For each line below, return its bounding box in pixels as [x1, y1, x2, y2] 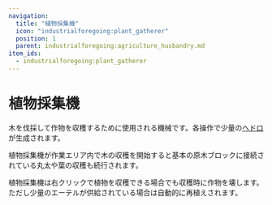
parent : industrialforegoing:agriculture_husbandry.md [15, 42, 205, 50]
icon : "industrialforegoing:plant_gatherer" [15, 27, 169, 35]
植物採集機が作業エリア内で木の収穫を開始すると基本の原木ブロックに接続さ [8, 150, 265, 160]
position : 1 [15, 34, 57, 43]
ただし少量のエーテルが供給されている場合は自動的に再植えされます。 [8, 187, 243, 197]
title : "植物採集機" [15, 19, 80, 28]
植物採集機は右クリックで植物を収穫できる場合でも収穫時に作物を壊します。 [8, 177, 264, 187]
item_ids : [8, 49, 42, 58]
